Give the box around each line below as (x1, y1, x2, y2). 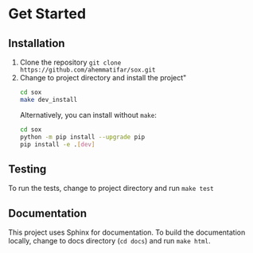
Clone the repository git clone (19, 57, 122, 67)
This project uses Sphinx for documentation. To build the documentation (8, 228, 246, 237)
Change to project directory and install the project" (19, 73, 187, 82)
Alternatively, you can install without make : (19, 110, 157, 119)
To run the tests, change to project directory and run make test (8, 184, 214, 193)
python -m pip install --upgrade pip (19, 133, 146, 141)
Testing (8, 162, 47, 176)
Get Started (8, 5, 86, 23)
